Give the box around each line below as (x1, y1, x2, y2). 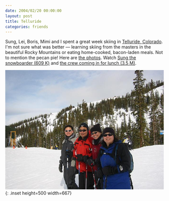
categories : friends (5, 24, 49, 29)
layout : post (5, 13, 33, 19)
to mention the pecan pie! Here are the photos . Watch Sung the (5, 55, 136, 61)
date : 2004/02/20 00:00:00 (5, 8, 62, 13)
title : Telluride (5, 19, 42, 24)
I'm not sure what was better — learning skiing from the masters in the (5, 44, 151, 50)
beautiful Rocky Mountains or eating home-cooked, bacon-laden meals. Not (5, 49, 163, 56)
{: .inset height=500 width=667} (5, 190, 72, 196)
